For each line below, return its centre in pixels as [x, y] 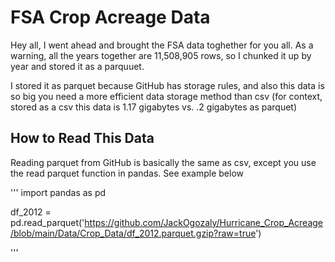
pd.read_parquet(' [47, 222]
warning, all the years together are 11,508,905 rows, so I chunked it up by [161, 55]
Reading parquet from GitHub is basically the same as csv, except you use [163, 162]
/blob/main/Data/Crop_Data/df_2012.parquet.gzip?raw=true [133, 233]
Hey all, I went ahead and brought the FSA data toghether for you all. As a [162, 45]
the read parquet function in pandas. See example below [127, 173]
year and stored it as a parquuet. [77, 66]
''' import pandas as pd [58, 192]
